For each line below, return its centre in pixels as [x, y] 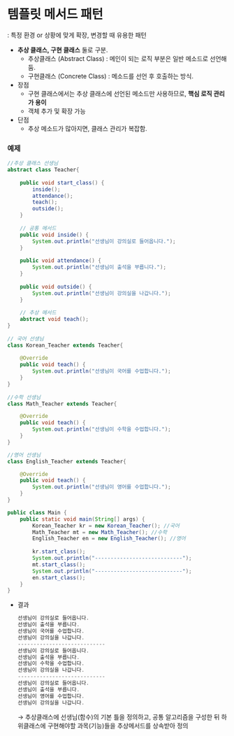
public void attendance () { [60, 261]
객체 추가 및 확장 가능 [57, 111]
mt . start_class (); [59, 564]
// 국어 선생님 [25, 339]
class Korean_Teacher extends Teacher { [65, 345]
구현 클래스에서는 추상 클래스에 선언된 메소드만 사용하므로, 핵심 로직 [120, 93]
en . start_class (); [59, 577]
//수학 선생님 [24, 397]
